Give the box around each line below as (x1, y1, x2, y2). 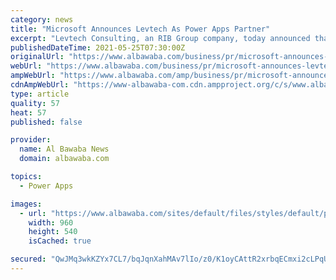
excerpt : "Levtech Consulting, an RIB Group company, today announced (10, 33, 311, 43)
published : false (10, 117, 83, 127)
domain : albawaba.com (19, 154, 110, 164)
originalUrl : (10, 52, 65, 62)
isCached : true (28, 236, 92, 246)
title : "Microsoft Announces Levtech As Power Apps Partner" (10, 24, 271, 34)
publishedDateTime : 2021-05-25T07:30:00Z (10, 42, 186, 53)
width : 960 (28, 217, 74, 228)
